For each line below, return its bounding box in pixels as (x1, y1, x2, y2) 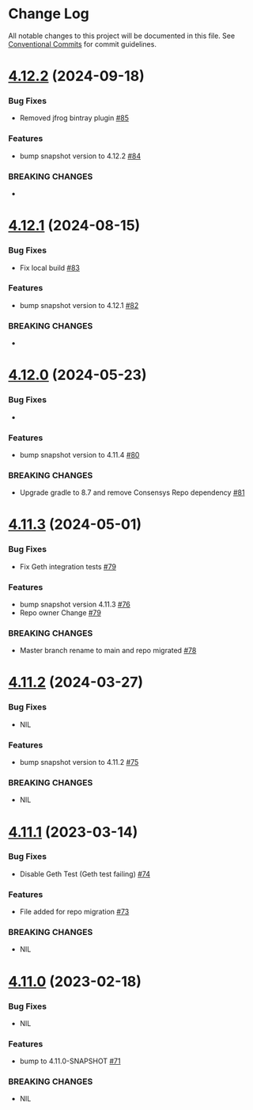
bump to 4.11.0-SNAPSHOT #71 (19, 1056, 121, 1066)
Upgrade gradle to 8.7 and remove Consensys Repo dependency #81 (19, 488, 245, 497)
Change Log (8, 5, 89, 23)
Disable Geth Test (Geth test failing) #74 (19, 869, 150, 879)
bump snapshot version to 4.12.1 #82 (19, 300, 139, 310)
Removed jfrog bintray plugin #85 (19, 113, 129, 123)
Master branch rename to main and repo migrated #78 (19, 646, 197, 656)
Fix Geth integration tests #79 (19, 561, 117, 571)
